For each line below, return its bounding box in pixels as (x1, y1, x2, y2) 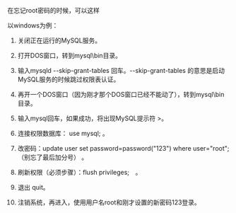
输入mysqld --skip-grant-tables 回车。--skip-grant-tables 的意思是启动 (17, 67, 225, 74)
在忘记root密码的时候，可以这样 (7, 6, 100, 14)
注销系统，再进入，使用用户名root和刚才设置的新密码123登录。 (17, 198, 201, 207)
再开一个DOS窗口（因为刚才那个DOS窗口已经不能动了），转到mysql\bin (17, 91, 225, 98)
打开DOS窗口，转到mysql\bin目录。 (17, 52, 122, 59)
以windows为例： (7, 21, 59, 30)
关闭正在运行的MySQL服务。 (17, 36, 101, 45)
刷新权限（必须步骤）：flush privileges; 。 (17, 168, 142, 176)
